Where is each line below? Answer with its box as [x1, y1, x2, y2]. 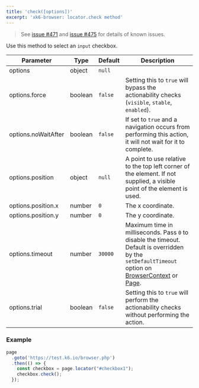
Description [140, 56, 175, 64]
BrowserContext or [125, 271, 178, 279]
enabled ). [125, 105, 151, 113]
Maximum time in [125, 220, 173, 229]
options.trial [9, 303, 43, 311]
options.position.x [9, 201, 59, 210]
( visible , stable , [125, 98, 172, 106]
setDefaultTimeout [125, 258, 178, 264]
